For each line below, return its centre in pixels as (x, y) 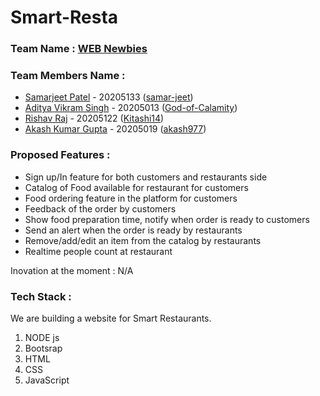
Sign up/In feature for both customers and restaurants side (146, 177)
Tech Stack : (41, 296)
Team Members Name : (68, 76)
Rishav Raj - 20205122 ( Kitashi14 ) (94, 118)
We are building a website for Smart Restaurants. (111, 318)
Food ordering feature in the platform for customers (131, 198)
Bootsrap (43, 348)
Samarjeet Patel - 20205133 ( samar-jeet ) (109, 97)
